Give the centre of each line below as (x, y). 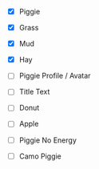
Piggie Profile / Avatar (55, 76)
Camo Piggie (40, 156)
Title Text (34, 92)
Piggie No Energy (48, 140)
